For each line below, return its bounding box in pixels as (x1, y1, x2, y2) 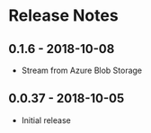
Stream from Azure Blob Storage (21, 65, 143, 75)
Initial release (21, 114, 71, 126)
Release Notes (8, 5, 119, 26)
